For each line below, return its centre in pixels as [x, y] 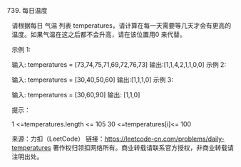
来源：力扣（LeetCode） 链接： [58, 139]
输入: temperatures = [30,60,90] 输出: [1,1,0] [76, 95]
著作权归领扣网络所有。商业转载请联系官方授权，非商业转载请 [144, 147]
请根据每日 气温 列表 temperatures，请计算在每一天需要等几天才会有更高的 [121, 26]
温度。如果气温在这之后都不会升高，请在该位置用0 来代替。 [99, 34]
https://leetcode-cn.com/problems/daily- [165, 139]
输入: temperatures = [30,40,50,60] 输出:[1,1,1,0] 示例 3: [92, 80]
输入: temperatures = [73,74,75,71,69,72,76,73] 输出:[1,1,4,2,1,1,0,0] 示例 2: [119, 65]
